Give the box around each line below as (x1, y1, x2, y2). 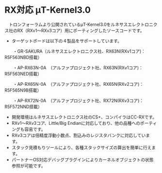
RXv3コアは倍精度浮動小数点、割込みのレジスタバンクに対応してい (11, 132, 146, 138)
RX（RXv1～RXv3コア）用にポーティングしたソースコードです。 (17, 27, 145, 33)
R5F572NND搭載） (4, 103, 42, 110)
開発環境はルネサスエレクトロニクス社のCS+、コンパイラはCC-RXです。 (11, 114, 157, 120)
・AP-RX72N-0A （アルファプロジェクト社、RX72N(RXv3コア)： (13, 97, 144, 103)
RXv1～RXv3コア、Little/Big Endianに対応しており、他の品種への (11, 120, 141, 126)
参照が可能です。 (11, 163, 46, 169)
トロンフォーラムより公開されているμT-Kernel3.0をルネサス (8, 21, 128, 27)
